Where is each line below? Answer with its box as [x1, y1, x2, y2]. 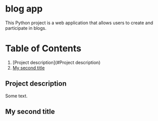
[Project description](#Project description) [12, 59, 101, 66]
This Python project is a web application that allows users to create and [5, 20, 153, 26]
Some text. [5, 93, 28, 99]
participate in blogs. [5, 25, 47, 31]
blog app [5, 3, 43, 15]
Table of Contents [5, 43, 82, 54]
